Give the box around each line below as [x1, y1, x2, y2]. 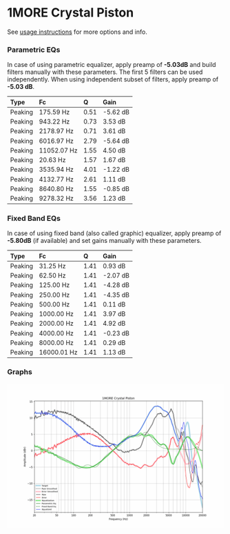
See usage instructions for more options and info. [7, 28, 148, 36]
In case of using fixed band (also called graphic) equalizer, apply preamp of [7, 229, 222, 237]
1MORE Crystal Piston [7, 5, 134, 21]
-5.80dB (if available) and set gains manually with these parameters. [7, 237, 202, 245]
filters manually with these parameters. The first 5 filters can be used [7, 68, 203, 77]
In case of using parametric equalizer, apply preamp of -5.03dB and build [7, 61, 216, 69]
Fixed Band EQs [7, 213, 61, 223]
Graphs [7, 367, 32, 377]
